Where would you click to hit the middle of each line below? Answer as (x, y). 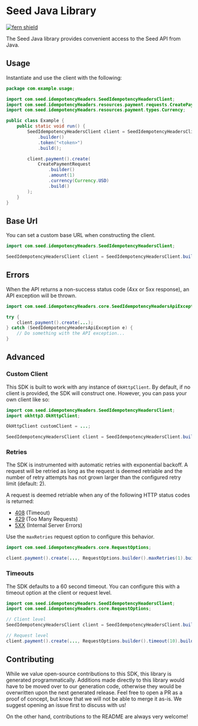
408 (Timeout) (32, 513)
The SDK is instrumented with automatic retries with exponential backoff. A (97, 465)
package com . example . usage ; (41, 88)
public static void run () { (51, 126)
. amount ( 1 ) (62, 175)
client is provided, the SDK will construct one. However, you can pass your (97, 393)
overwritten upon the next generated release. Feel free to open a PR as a (94, 692)
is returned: (20, 501)
